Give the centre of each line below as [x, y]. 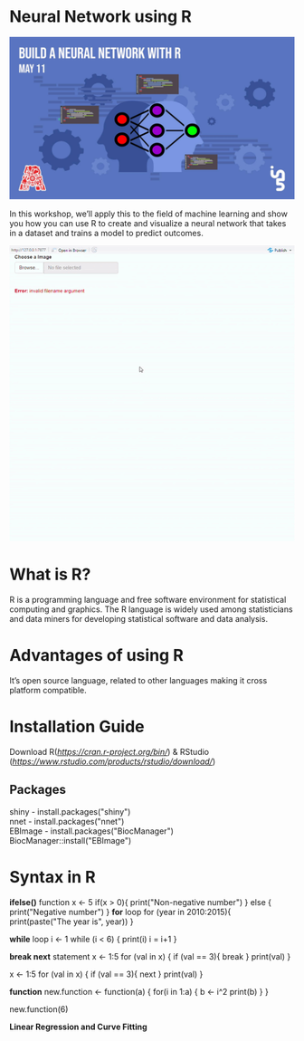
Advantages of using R [96, 656]
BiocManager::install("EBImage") [71, 840]
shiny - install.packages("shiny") [70, 811]
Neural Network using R [100, 17]
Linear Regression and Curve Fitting [78, 1027]
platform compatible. [48, 690]
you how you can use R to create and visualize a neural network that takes [148, 224]
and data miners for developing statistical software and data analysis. [139, 618]
